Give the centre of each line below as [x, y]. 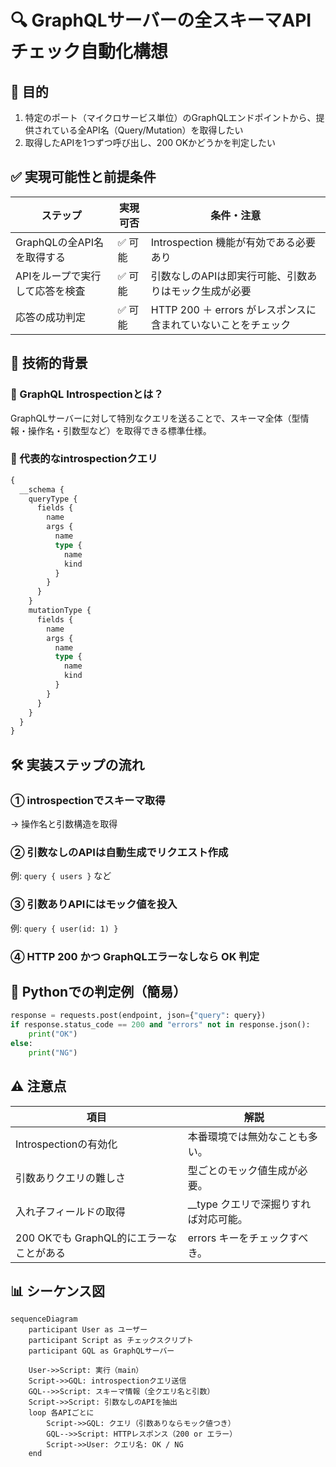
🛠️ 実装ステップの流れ [77, 764]
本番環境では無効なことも [247, 1136]
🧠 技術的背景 [49, 363]
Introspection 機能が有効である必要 [233, 242]
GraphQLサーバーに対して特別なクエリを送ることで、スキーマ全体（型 [155, 418]
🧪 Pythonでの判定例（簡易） [98, 991]
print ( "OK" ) [53, 1034]
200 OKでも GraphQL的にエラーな [96, 1238]
